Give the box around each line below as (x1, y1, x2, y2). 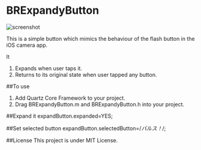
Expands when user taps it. (14, 64, 83, 72)
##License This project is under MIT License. (6, 136, 118, 144)
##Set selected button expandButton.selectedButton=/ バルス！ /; (6, 124, 166, 132)
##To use (6, 82, 30, 90)
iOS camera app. (6, 41, 48, 49)
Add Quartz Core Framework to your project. (14, 94, 126, 101)
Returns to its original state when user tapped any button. (14, 71, 157, 78)
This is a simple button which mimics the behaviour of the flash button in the (6, 35, 195, 42)
